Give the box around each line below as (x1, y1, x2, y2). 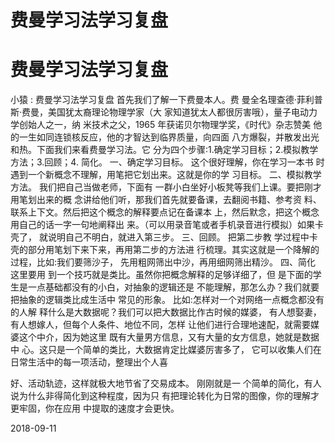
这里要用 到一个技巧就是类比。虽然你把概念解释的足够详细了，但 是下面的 (10, 269, 313, 281)
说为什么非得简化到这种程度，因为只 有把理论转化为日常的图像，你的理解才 (10, 390, 320, 402)
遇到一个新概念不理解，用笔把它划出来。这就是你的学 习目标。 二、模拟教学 (10, 169, 322, 181)
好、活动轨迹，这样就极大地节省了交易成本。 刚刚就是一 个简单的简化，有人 (10, 377, 322, 390)
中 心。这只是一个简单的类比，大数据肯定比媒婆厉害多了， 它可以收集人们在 (10, 344, 322, 356)
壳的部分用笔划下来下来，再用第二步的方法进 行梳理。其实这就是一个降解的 (10, 244, 320, 256)
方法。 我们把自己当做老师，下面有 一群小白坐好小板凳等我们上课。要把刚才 (10, 181, 322, 193)
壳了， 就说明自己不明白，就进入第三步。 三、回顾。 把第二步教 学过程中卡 (10, 231, 318, 243)
